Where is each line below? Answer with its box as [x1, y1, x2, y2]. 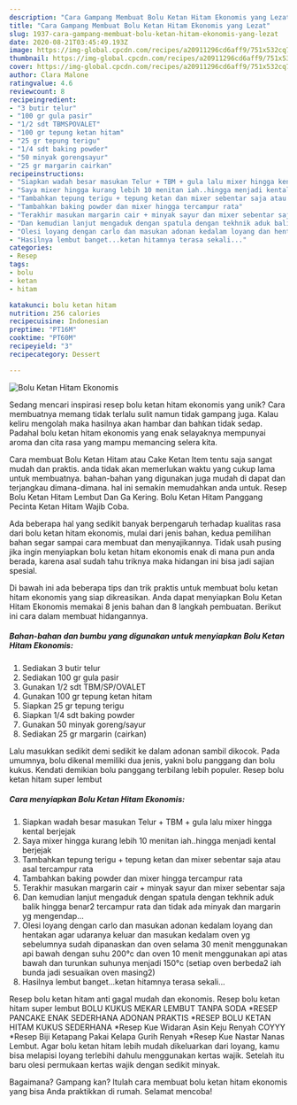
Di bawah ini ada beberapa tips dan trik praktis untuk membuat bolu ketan [9, 582, 278, 593]
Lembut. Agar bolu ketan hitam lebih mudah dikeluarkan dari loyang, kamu [9, 1040, 280, 1051]
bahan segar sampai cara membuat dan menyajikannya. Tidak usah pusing [9, 537, 282, 547]
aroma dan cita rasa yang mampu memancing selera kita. [9, 437, 218, 447]
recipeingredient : [9, 95, 77, 104]
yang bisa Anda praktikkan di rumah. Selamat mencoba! [9, 1086, 213, 1096]
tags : [9, 260, 29, 269]
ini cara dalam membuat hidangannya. [9, 610, 148, 621]
